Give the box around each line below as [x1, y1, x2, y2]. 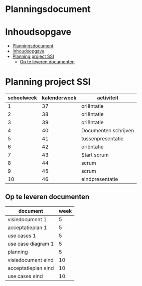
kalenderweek [42, 94, 77, 101]
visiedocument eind [7, 256, 54, 263]
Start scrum [81, 151, 109, 158]
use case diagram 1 [7, 240, 54, 247]
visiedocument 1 [7, 216, 47, 223]
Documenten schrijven [81, 127, 135, 134]
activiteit [97, 94, 119, 101]
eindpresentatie [81, 176, 118, 183]
